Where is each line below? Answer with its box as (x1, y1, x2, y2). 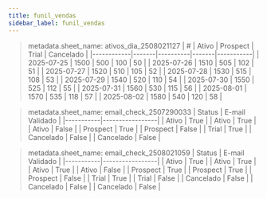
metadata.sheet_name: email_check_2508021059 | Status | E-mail (27, 148, 245, 158)
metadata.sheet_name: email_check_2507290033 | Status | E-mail (27, 107, 245, 116)
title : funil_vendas (8, 11, 77, 20)
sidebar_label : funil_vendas (8, 19, 105, 27)
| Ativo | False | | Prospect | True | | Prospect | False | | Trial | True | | (27, 124, 253, 134)
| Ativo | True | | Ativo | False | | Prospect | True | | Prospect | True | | (27, 165, 253, 174)
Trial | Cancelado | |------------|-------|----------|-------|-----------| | (27, 49, 260, 59)
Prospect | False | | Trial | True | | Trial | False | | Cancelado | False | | (27, 173, 253, 183)
